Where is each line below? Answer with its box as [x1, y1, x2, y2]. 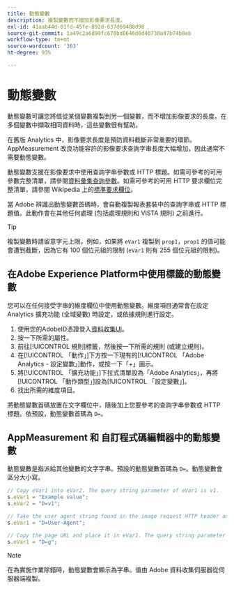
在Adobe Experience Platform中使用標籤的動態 [7, 268, 212, 280]
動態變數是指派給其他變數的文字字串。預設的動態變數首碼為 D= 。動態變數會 [7, 465, 223, 473]
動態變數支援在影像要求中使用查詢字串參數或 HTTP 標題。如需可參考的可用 [7, 167, 223, 176]
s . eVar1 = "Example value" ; [7, 493, 89, 501]
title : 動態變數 [7, 10, 50, 17]
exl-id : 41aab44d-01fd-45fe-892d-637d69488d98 [7, 23, 145, 30]
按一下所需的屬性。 [17, 333, 73, 342]
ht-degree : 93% [7, 50, 52, 57]
